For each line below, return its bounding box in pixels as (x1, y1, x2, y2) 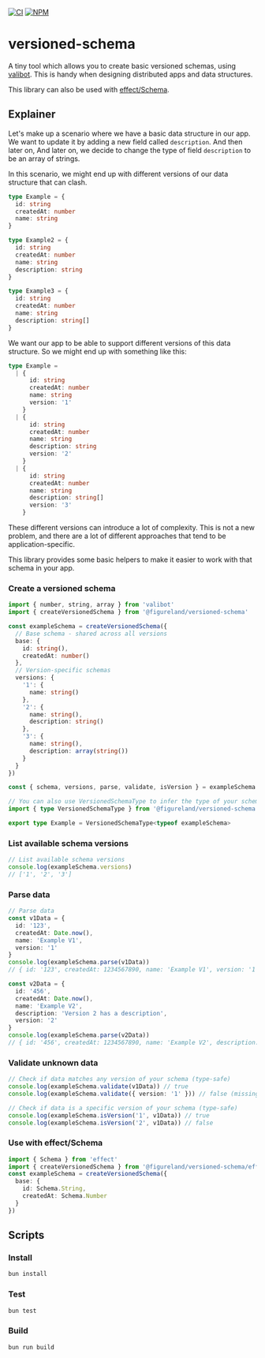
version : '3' (28, 501, 73, 509)
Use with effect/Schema (8, 1137, 103, 1148)
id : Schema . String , (22, 1184, 87, 1193)
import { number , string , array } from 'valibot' (8, 600, 175, 609)
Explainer (8, 107, 56, 122)
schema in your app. (8, 563, 75, 572)
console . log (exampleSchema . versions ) (8, 863, 132, 871)
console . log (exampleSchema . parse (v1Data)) (8, 959, 150, 967)
